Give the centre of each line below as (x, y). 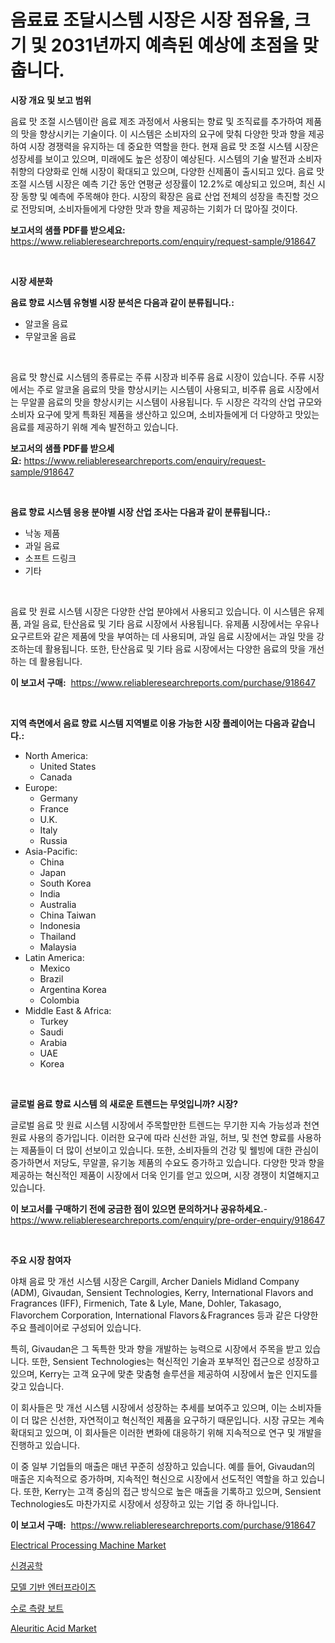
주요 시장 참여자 (41, 1260)
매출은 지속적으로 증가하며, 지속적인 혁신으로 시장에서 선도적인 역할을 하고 (154, 1478)
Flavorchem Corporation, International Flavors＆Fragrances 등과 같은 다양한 (164, 1315)
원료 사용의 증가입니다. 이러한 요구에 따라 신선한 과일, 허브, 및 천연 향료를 (152, 1137)
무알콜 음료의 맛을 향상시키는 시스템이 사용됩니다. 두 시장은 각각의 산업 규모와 (171, 402)
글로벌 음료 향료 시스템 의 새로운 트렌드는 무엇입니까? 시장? (124, 1103)
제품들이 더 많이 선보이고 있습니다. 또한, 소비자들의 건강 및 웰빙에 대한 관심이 (170, 1150)
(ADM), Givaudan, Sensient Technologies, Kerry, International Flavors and (162, 1292)
